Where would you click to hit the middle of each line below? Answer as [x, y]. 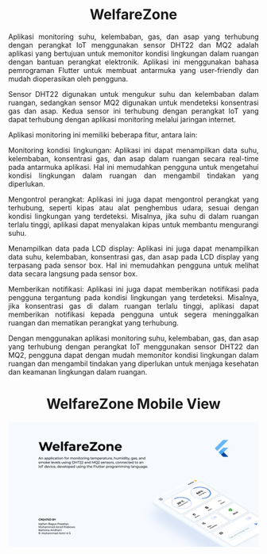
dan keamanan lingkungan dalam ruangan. [78, 371]
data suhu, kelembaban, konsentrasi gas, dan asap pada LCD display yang [133, 256]
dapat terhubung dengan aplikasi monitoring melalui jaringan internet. [122, 119]
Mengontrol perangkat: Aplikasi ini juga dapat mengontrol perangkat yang [133, 199]
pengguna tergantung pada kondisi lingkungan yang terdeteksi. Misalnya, [133, 297]
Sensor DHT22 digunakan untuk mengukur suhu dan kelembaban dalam [133, 94]
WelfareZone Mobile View [133, 404]
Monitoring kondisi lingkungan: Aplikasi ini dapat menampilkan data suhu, [133, 150]
